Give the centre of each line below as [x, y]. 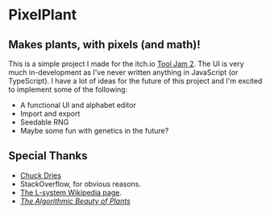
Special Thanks [48, 156]
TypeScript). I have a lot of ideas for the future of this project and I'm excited [135, 81]
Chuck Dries [41, 175]
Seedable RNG [44, 122]
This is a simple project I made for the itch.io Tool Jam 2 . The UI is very [126, 64]
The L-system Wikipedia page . [71, 192]
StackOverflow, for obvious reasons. [81, 183]
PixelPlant [43, 15]
